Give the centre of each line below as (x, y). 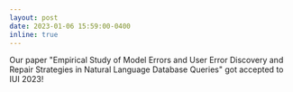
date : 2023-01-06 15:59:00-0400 (70, 26)
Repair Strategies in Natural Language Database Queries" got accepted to (146, 69)
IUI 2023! (27, 79)
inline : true (34, 34)
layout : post (34, 18)
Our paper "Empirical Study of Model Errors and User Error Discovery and (146, 60)
